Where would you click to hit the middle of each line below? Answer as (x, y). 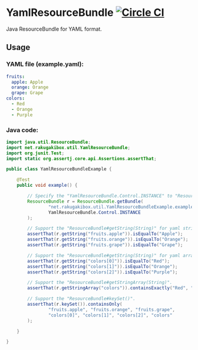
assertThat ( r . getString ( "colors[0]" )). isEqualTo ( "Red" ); (98, 261)
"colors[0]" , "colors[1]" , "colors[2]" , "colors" (110, 315)
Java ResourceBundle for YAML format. (54, 29)
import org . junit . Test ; (35, 153)
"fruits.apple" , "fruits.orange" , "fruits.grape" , (112, 309)
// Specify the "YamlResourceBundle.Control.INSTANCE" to (100, 196)
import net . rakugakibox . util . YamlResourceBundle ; (68, 147)
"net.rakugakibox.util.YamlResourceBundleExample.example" (122, 207)
